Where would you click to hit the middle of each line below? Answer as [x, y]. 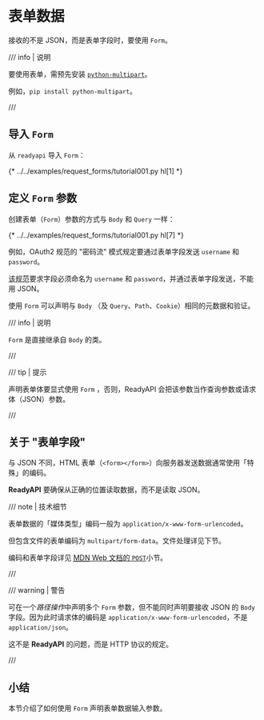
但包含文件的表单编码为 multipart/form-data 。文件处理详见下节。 [117, 541]
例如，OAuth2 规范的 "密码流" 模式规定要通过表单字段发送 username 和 [124, 251]
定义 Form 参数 [43, 198]
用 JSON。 [26, 288]
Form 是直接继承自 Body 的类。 [57, 339]
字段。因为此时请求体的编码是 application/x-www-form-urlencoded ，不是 [128, 618]
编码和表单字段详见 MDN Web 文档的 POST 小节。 [88, 558]
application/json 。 [41, 627]
